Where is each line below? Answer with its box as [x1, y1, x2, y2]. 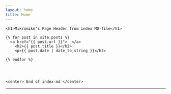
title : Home [5, 12, 31, 17]
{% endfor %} [6, 57, 33, 62]
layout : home [5, 7, 33, 13]
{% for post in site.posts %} [6, 35, 70, 40]
